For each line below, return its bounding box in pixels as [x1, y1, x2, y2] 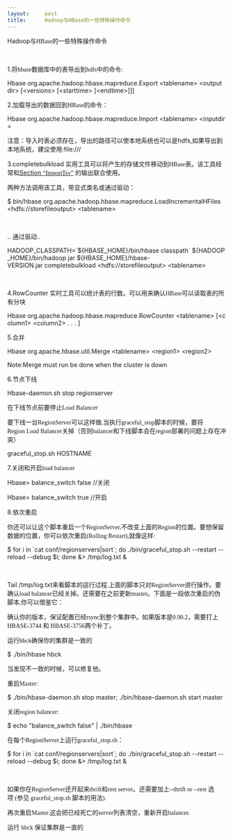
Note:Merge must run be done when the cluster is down [7, 360, 168, 369]
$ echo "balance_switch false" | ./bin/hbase [7, 721, 133, 730]
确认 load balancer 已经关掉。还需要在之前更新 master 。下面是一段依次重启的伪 [7, 590, 221, 597]
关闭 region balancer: [7, 707, 59, 716]
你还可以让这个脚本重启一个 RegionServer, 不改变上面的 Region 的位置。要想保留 [7, 522, 225, 531]
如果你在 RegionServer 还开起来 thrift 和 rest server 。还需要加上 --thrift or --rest [7, 784, 207, 793]
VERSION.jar [7, 261, 43, 269]
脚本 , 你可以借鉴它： [7, 599, 64, 606]
